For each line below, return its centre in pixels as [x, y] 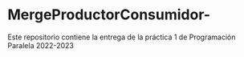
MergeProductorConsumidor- [109, 15]
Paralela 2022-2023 [41, 45]
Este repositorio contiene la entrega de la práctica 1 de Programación [122, 37]
